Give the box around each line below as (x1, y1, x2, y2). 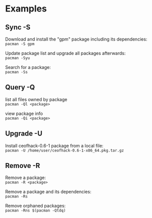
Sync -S (5, 23, 31, 31)
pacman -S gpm (5, 41, 35, 46)
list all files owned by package (5, 96, 67, 102)
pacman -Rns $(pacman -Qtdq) (5, 208, 66, 213)
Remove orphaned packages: (5, 203, 66, 209)
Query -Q (5, 83, 35, 91)
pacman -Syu (5, 55, 30, 60)
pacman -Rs (5, 194, 28, 199)
